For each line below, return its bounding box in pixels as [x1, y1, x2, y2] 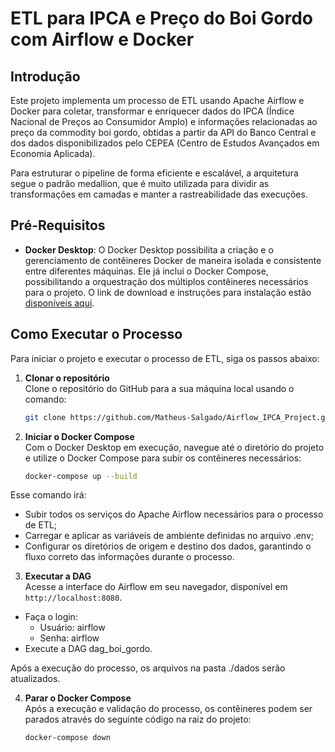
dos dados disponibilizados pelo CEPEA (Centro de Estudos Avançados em [10, 137, 320, 149]
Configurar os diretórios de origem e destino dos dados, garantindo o [24, 540, 312, 552]
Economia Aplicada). [10, 148, 96, 159]
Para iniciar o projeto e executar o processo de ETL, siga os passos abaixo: [10, 352, 320, 364]
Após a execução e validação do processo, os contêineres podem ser [24, 703, 313, 715]
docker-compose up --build [24, 471, 138, 481]
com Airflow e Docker [10, 28, 195, 51]
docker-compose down [24, 733, 111, 743]
